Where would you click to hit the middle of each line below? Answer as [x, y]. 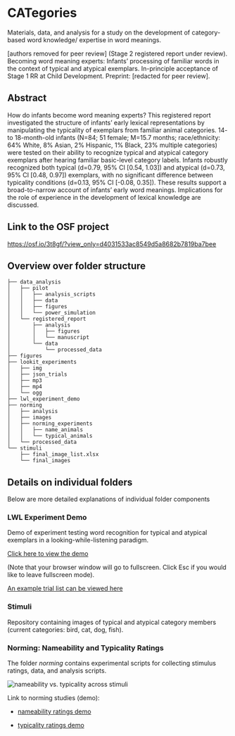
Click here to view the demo [48, 554]
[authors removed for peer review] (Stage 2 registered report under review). [118, 53]
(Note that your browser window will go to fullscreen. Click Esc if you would [117, 567]
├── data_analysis [34, 282]
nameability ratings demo [54, 711]
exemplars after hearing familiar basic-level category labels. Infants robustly [118, 160]
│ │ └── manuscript [49, 338]
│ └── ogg [25, 393]
